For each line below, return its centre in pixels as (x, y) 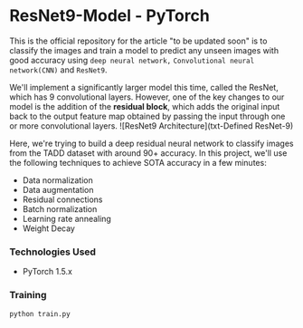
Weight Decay (48, 228)
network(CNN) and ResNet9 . (58, 70)
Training (28, 295)
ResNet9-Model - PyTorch (109, 16)
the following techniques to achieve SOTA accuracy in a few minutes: (138, 162)
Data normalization (57, 180)
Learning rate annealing (66, 218)
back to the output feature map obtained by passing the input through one (147, 116)
